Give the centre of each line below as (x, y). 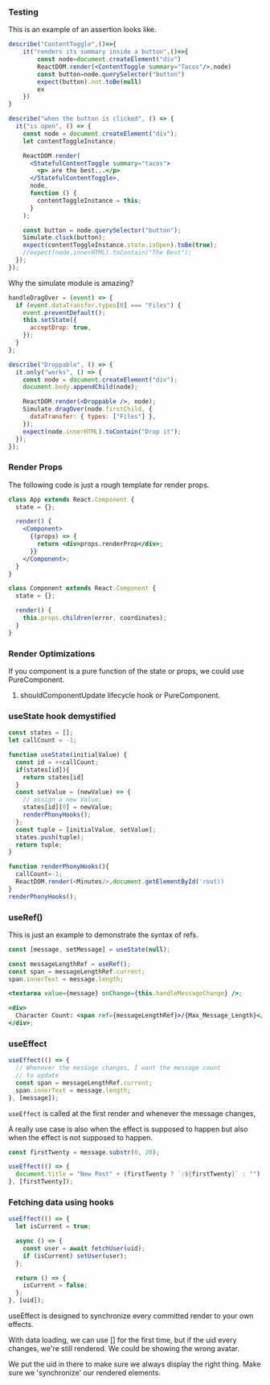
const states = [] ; (41, 733)
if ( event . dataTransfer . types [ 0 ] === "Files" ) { (98, 305)
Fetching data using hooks (61, 1202)
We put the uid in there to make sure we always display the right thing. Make (135, 1364)
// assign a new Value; (63, 800)
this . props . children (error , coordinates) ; (95, 618)
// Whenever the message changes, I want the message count (118, 1068)
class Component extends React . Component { (82, 589)
